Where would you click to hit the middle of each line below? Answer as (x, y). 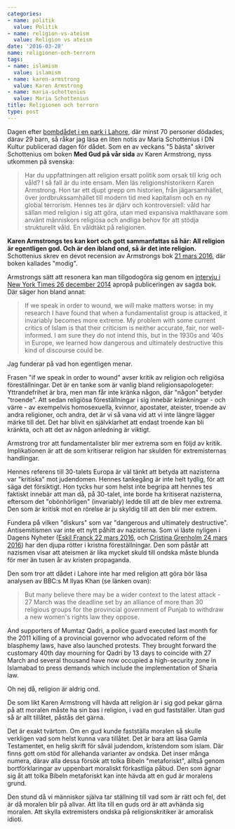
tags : (15, 60)
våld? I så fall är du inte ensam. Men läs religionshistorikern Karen (119, 183)
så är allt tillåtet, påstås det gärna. (56, 717)
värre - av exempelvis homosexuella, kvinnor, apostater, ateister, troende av (117, 407)
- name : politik (31, 20)
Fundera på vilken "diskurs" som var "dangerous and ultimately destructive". (118, 522)
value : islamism (37, 72)
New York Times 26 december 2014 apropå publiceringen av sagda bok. (112, 284)
